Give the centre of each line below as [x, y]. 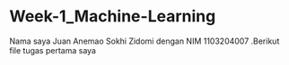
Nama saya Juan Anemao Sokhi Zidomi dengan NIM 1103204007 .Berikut [144, 41]
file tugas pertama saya [53, 50]
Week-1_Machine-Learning [113, 16]
